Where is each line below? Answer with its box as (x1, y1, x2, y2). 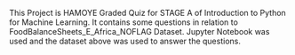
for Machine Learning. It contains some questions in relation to (9, 17, 238, 27)
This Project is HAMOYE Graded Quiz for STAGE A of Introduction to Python (9, 8, 286, 18)
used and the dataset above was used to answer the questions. (9, 35, 242, 46)
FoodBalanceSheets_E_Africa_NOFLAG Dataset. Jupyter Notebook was (9, 27, 270, 36)
